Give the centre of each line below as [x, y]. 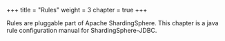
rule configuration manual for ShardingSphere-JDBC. [82, 30]
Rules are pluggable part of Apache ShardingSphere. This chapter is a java [112, 23]
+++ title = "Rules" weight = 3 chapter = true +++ [77, 10]
